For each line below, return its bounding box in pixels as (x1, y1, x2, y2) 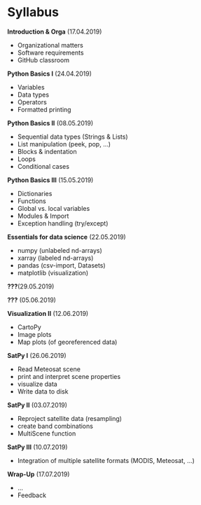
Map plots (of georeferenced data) (17, 338, 118, 346)
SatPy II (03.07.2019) (7, 401, 68, 409)
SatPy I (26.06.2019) (7, 351, 67, 359)
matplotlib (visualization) (17, 268, 89, 277)
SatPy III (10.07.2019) (7, 443, 68, 451)
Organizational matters (17, 41, 84, 49)
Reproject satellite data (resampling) (17, 414, 123, 422)
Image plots (17, 330, 52, 338)
